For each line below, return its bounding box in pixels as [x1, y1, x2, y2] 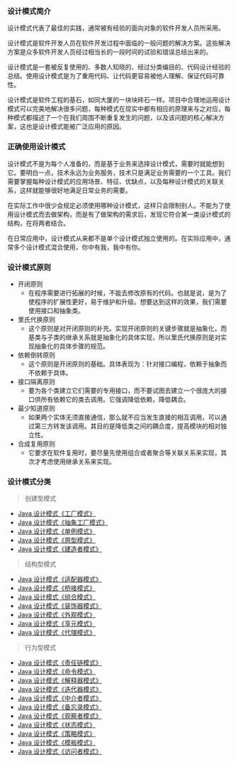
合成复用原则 [17, 439, 55, 448]
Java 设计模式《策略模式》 [17, 729, 96, 738]
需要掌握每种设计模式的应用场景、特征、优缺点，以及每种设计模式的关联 [7, 177, 218, 185]
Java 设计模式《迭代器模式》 [17, 685, 103, 694]
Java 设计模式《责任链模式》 [17, 658, 103, 667]
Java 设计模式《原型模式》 [17, 536, 96, 545]
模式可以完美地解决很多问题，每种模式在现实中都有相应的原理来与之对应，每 [7, 104, 231, 113]
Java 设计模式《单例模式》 [17, 527, 96, 535]
